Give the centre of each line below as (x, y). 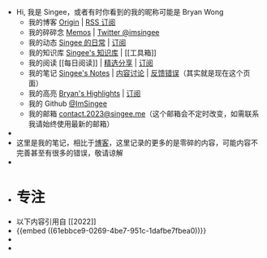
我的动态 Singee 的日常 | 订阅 (77, 42)
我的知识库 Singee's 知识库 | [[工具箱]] (92, 52)
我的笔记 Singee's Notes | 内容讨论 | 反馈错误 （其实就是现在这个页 (139, 73)
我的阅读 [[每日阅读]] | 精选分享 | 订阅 (91, 63)
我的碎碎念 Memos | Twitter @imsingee (94, 32)
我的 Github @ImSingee (68, 103)
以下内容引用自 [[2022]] (56, 221)
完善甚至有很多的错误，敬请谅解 (69, 153)
